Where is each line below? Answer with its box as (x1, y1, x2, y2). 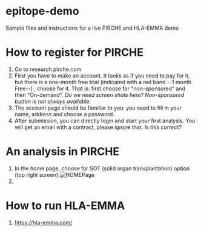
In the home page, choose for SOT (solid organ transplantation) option (14, 165, 190, 172)
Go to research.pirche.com (14, 65, 82, 73)
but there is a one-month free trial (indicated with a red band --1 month (14, 78, 192, 85)
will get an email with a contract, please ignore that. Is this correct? (14, 123, 182, 131)
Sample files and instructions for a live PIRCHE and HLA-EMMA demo (5, 24, 179, 31)
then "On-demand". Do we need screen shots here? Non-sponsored (14, 91, 185, 98)
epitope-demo (5, 4, 79, 18)
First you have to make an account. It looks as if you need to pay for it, (14, 71, 190, 79)
